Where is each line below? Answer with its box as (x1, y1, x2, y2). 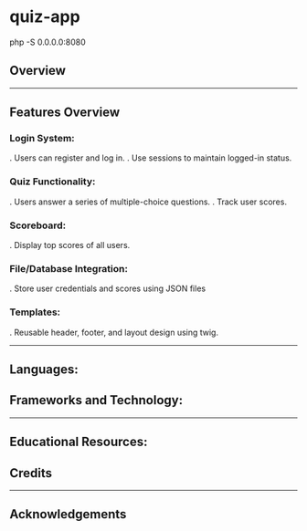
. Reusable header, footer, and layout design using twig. (9, 327, 219, 338)
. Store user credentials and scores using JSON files (9, 283, 206, 294)
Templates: (9, 306, 61, 318)
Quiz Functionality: (9, 175, 96, 188)
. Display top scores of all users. (9, 240, 131, 251)
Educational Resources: (9, 434, 148, 450)
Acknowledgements (9, 506, 127, 522)
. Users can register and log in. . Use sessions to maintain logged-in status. (9, 152, 292, 163)
